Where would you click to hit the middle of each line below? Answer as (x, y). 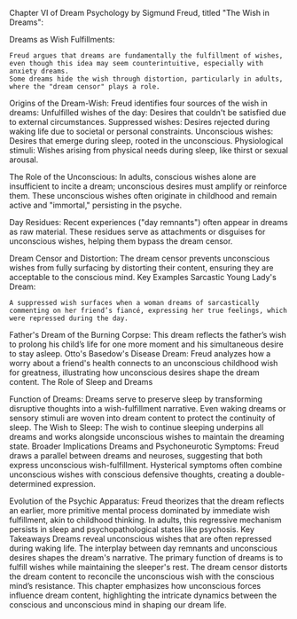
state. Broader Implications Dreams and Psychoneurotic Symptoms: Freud (144, 446)
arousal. (24, 160)
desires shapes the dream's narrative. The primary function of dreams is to (146, 557)
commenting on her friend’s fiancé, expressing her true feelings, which (148, 310)
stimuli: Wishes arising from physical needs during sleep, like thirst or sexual (148, 150)
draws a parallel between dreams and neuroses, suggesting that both (136, 455)
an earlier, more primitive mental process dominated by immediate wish (140, 510)
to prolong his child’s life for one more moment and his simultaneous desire (146, 344)
